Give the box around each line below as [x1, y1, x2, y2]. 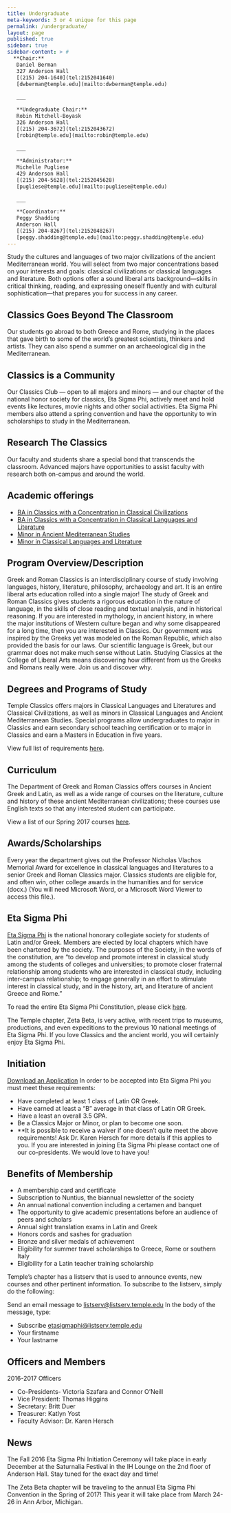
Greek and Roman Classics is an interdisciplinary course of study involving [7, 576, 219, 584]
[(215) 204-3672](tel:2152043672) [16, 125, 115, 132]
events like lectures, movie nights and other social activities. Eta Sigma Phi [7, 402, 218, 410]
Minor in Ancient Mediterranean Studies [16, 530, 131, 538]
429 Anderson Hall [16, 170, 69, 177]
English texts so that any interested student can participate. [7, 804, 175, 813]
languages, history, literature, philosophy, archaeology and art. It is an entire [7, 583, 223, 591]
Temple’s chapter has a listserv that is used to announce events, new [7, 1273, 203, 1281]
